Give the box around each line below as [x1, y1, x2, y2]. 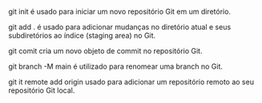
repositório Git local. [8, 85, 75, 95]
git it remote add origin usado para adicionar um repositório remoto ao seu [8, 77, 255, 86]
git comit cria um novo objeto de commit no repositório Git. [8, 46, 203, 55]
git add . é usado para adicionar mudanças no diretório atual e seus [8, 22, 232, 31]
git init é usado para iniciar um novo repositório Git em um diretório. [8, 7, 231, 16]
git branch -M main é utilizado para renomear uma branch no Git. [8, 61, 223, 71]
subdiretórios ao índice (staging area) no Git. [8, 31, 156, 40]
